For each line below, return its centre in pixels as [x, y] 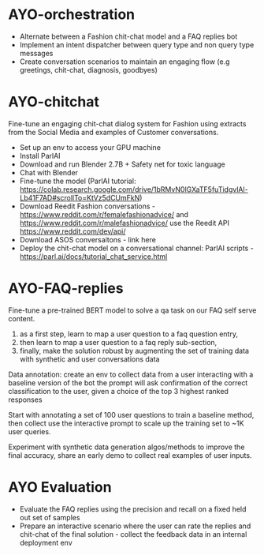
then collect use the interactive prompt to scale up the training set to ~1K [126, 423]
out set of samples [50, 517]
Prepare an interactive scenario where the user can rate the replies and [135, 526]
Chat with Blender [49, 172]
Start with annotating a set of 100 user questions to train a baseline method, [131, 414]
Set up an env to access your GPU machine [90, 147]
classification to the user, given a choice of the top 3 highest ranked [118, 391]
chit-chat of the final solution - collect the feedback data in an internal [133, 534]
